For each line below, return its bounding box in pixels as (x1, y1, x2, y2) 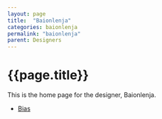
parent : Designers (7, 37, 62, 44)
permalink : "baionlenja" (7, 30, 81, 38)
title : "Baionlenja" (7, 17, 72, 24)
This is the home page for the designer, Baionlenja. (7, 91, 156, 99)
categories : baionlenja (7, 23, 78, 30)
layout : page (7, 10, 46, 18)
